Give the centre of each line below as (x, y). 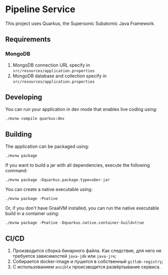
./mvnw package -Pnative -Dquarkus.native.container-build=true (75, 223)
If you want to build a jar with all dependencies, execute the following (78, 165)
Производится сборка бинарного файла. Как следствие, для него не (87, 251)
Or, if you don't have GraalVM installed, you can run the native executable (82, 208)
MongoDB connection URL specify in (51, 65)
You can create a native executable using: (49, 190)
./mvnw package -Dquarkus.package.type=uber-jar (58, 180)
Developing (24, 97)
